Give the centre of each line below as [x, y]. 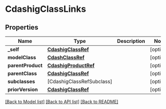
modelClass [22, 57]
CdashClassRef [66, 57]
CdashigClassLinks [46, 9]
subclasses [21, 81]
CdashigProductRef [71, 65]
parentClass [22, 73]
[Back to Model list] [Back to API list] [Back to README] [62, 102]
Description [131, 41]
